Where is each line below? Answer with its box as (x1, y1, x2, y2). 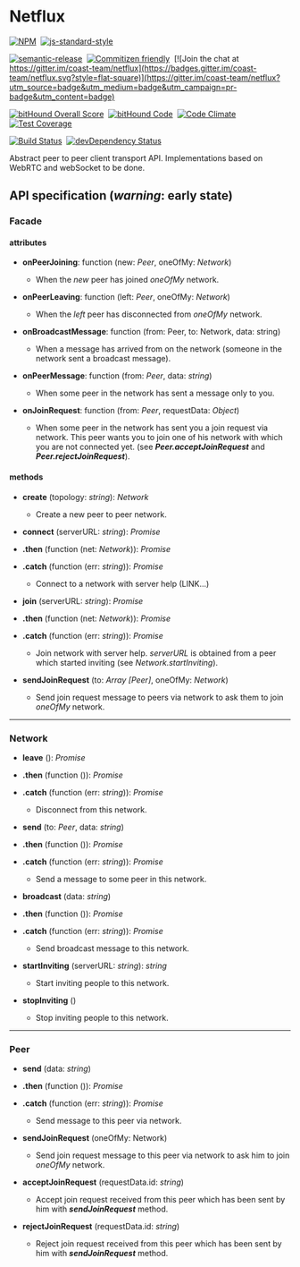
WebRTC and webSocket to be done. (9, 162, 146, 173)
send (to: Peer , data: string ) (21, 821, 125, 832)
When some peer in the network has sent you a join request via (35, 422, 269, 433)
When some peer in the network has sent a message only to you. (35, 387, 275, 399)
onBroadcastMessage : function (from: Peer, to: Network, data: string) (21, 327, 281, 337)
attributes (9, 237, 47, 248)
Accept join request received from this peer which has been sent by (35, 1195, 286, 1205)
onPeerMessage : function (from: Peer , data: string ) (21, 370, 212, 381)
